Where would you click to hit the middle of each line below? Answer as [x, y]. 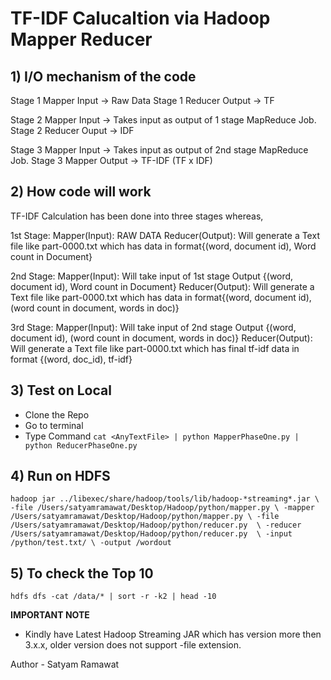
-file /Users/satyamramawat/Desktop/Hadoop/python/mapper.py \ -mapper [162, 508]
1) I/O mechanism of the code [103, 76]
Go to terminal [54, 425]
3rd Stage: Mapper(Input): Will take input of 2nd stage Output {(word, [153, 327]
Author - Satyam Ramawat [65, 664]
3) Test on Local [61, 390]
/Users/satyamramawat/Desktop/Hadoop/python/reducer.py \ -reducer [156, 525]
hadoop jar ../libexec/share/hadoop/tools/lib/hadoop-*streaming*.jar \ [165, 499]
